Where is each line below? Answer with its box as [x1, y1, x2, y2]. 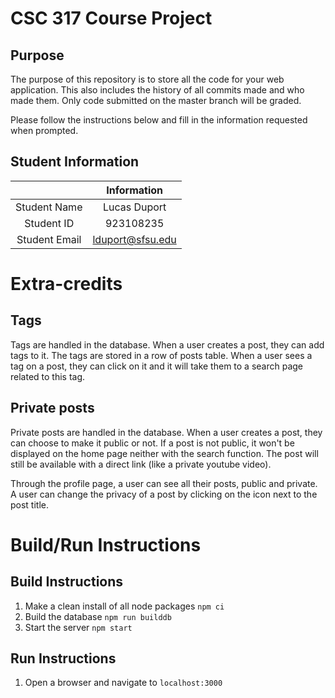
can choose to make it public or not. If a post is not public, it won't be [10, 437, 295, 449]
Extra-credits [10, 273, 123, 295]
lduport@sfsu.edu [92, 232, 177, 246]
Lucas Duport [102, 200, 167, 214]
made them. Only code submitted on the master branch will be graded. [10, 95, 302, 106]
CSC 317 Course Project [10, 7, 213, 30]
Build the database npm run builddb [24, 610, 172, 622]
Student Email [16, 232, 82, 246]
